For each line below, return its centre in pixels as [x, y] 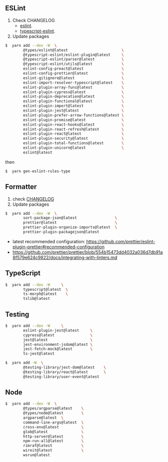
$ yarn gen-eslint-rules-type [38, 171]
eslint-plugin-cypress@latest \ [73, 92]
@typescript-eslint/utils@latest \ [73, 64]
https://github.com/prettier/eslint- [121, 241]
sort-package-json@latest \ [70, 218]
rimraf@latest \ [53, 446]
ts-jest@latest [39, 354]
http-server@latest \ [53, 436]
